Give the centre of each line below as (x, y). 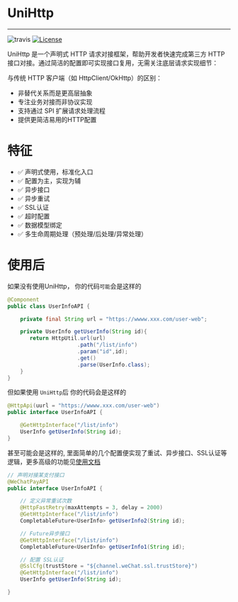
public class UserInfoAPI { (49, 306)
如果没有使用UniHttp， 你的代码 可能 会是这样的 (74, 286)
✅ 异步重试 (34, 198)
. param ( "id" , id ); (103, 352)
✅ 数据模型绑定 (40, 225)
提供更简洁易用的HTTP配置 (57, 119)
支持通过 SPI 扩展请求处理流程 (62, 111)
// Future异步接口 (45, 533)
